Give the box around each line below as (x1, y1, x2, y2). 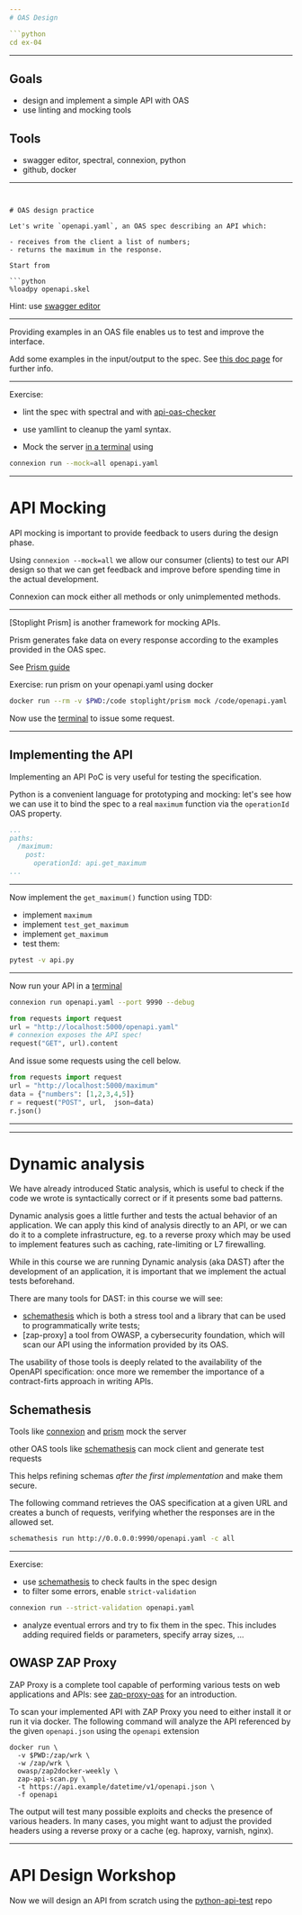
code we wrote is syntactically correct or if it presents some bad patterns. (9, 1193, 283, 1204)
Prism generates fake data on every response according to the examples (9, 634, 279, 645)
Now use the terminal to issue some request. (9, 713, 175, 724)
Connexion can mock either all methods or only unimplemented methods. (9, 591, 281, 602)
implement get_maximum (22, 928, 109, 939)
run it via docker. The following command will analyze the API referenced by (9, 1716, 291, 1727)
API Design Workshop (9, 1865, 177, 1885)
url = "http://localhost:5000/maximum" (9, 1081, 159, 1090)
